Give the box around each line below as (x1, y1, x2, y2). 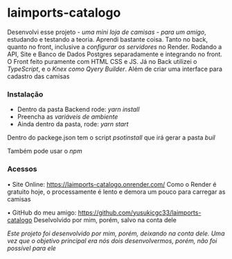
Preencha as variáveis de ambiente (17, 112, 118, 121)
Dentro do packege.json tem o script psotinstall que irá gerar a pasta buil (7, 133, 216, 142)
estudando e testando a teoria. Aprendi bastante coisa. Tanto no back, (7, 35, 208, 43)
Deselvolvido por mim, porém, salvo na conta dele (33, 215, 177, 224)
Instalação (7, 89, 44, 99)
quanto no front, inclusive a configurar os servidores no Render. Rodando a (7, 42, 222, 51)
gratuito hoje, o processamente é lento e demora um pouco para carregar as (7, 187, 226, 196)
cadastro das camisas (7, 72, 70, 81)
